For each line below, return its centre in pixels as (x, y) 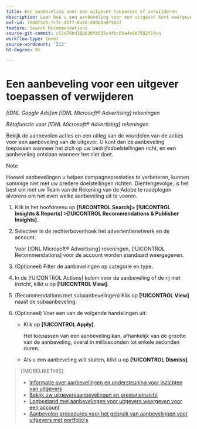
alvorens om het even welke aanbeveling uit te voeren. (72, 196)
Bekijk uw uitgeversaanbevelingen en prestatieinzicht (94, 395)
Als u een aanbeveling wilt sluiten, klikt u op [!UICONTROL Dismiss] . (106, 360)
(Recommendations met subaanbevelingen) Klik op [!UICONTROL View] (102, 295)
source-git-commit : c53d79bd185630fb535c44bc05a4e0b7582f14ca (84, 33)
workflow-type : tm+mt (33, 39)
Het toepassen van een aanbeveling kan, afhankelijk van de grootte (105, 336)
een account (44, 407)
